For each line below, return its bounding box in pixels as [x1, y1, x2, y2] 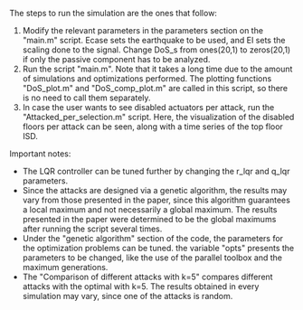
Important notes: [9, 148, 71, 159]
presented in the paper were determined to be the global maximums [22, 214, 277, 224]
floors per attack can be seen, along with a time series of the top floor [22, 121, 283, 132]
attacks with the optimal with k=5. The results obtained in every [22, 281, 260, 292]
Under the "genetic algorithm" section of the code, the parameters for [22, 233, 283, 243]
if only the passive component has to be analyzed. [22, 54, 211, 64]
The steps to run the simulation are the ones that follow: [9, 8, 217, 18]
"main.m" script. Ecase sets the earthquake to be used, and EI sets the [22, 35, 286, 45]
